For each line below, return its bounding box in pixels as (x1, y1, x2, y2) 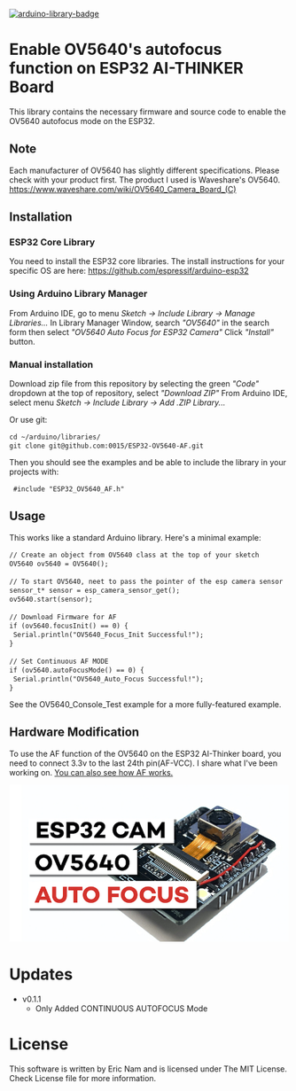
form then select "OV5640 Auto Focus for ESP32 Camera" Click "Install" (9, 326, 275, 337)
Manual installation (9, 358, 94, 370)
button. (9, 336, 35, 347)
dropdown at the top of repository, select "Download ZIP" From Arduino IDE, (9, 388, 288, 399)
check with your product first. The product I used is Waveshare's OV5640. (9, 174, 281, 185)
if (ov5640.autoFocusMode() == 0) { (9, 666, 144, 674)
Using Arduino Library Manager (9, 288, 148, 300)
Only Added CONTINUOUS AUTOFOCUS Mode (35, 1003, 208, 1014)
